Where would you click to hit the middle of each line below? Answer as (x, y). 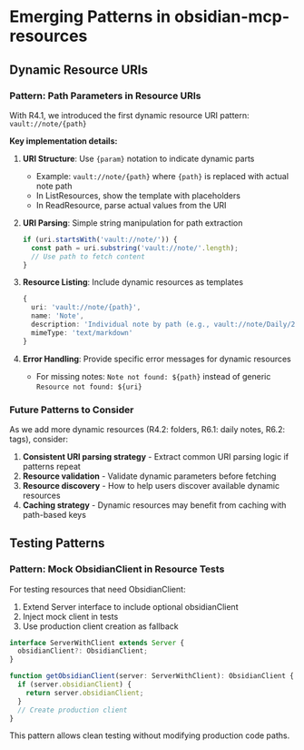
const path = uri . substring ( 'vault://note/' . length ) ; (135, 248)
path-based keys (54, 514)
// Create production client (73, 710)
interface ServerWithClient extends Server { (97, 643)
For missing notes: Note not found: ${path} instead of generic (153, 376)
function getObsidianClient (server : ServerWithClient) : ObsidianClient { (152, 676)
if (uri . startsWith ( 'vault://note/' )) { (100, 239)
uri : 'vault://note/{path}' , (86, 308)
